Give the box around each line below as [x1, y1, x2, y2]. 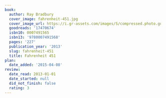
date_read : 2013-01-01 [9, 72, 56, 77]
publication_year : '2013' [9, 44, 63, 49]
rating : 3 [9, 85, 29, 91]
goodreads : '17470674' [9, 26, 56, 31]
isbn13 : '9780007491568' [9, 35, 60, 40]
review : [4, 67, 21, 72]
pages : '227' [9, 40, 36, 45]
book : [4, 7, 16, 12]
